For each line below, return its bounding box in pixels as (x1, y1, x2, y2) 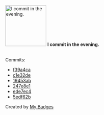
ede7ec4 (12, 88, 32, 94)
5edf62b (12, 94, 31, 100)
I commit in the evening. (47, 41, 99, 48)
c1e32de (12, 72, 31, 78)
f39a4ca (12, 66, 31, 73)
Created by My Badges (5, 104, 54, 109)
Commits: (5, 57, 25, 63)
